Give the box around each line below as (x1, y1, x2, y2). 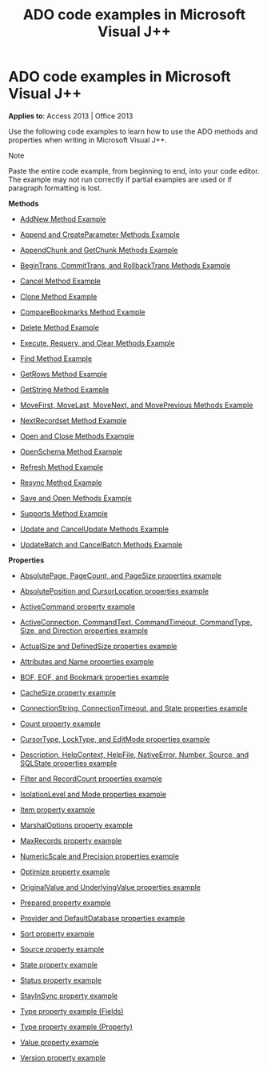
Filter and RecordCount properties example (19, 774, 162, 783)
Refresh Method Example (19, 462, 104, 471)
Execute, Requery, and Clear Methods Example (19, 338, 176, 347)
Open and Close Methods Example (19, 431, 134, 441)
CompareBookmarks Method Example (19, 307, 145, 317)
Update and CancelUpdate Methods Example (19, 524, 169, 534)
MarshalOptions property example (19, 820, 133, 830)
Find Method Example (19, 354, 93, 363)
